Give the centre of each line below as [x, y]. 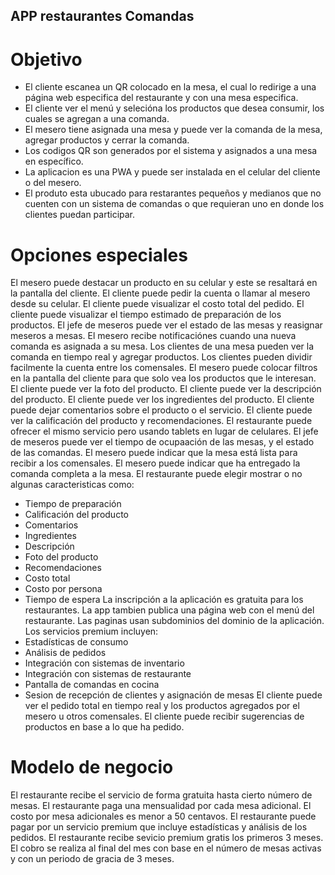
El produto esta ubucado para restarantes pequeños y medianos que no [173, 193]
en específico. [54, 161]
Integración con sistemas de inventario [104, 663]
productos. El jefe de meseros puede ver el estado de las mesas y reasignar [166, 325]
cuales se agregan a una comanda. [97, 119]
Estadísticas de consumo [76, 642]
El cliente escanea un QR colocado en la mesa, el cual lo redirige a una [170, 87]
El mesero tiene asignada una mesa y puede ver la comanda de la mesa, [173, 130]
